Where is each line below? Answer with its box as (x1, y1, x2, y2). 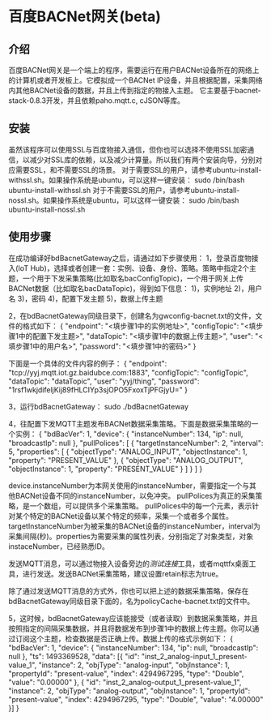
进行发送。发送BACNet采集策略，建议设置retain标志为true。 (22, 568, 223, 578)
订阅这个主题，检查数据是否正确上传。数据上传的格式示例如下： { (15, 633, 233, 643)
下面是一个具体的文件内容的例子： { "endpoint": (8, 358, 167, 368)
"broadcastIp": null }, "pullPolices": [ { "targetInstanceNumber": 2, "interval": (8, 438, 264, 448)
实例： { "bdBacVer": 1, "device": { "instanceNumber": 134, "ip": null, (15, 429, 243, 439)
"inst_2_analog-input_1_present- (141, 651, 248, 661)
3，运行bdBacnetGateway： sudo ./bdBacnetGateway (8, 401, 188, 411)
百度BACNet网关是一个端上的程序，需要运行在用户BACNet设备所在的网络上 (8, 66, 260, 75)
